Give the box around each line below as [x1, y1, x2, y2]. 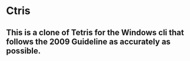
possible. [6, 46, 41, 56]
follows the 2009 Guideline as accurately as [6, 36, 171, 46]
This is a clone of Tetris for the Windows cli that [6, 28, 184, 38]
